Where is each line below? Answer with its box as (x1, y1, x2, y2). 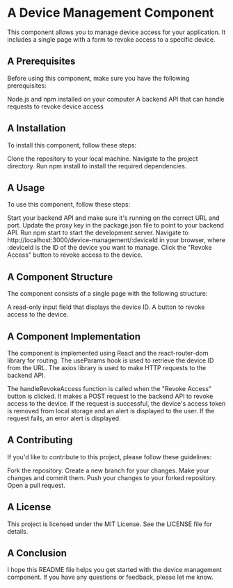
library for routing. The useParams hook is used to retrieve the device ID (7, 356, 214, 365)
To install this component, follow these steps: (7, 141, 137, 149)
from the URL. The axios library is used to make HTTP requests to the (7, 364, 207, 372)
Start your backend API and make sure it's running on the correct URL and (7, 214, 220, 222)
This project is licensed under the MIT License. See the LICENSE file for (7, 520, 213, 528)
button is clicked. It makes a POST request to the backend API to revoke (7, 392, 214, 400)
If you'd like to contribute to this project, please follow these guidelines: (7, 452, 212, 461)
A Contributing (7, 434, 73, 446)
